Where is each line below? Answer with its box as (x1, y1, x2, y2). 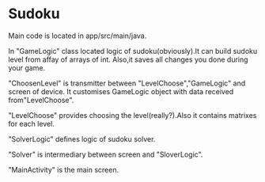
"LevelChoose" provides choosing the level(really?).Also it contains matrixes (8, 110, 257, 119)
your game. (8, 63, 46, 72)
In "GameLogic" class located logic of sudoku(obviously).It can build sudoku (8, 46, 258, 55)
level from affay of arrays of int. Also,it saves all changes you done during (8, 55, 248, 64)
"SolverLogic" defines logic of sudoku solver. (8, 134, 156, 143)
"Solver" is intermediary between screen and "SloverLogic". (8, 150, 203, 159)
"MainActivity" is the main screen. (8, 165, 119, 174)
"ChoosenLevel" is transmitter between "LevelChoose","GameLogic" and (8, 78, 246, 88)
